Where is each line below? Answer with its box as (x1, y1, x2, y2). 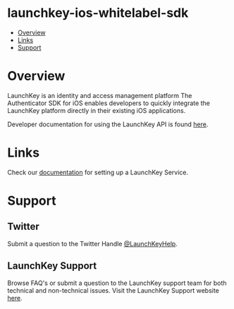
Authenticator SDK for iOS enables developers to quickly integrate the (7, 99, 210, 107)
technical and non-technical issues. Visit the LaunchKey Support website (7, 286, 220, 294)
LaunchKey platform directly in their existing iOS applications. (7, 106, 186, 114)
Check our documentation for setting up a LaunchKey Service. (7, 168, 189, 176)
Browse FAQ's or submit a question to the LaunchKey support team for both (7, 279, 227, 287)
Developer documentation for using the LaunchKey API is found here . (7, 120, 209, 128)
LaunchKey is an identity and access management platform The (7, 91, 192, 99)
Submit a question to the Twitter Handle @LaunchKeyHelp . (7, 239, 178, 248)
